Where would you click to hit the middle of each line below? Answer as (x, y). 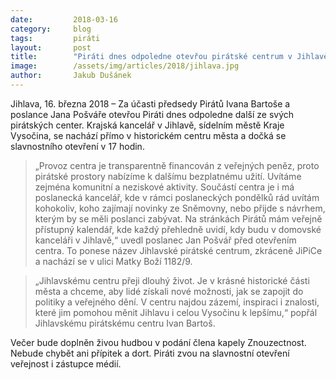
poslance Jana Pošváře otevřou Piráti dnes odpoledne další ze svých (152, 114)
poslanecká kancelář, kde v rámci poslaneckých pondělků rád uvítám (177, 197)
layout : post (51, 47)
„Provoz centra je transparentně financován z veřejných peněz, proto (177, 165)
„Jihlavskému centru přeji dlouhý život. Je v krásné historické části (172, 280)
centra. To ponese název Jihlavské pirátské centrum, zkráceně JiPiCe (178, 250)
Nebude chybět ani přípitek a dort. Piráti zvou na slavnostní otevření (150, 353)
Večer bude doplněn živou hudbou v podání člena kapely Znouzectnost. (158, 342)
